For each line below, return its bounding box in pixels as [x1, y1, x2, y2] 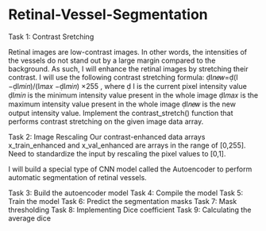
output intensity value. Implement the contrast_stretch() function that [8, 108, 233, 117]
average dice [8, 213, 52, 223]
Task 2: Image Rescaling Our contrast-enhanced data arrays [8, 132, 206, 141]
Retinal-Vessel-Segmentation [8, 6, 208, 24]
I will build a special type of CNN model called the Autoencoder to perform [8, 164, 253, 174]
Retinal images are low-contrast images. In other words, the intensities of [8, 47, 248, 56]
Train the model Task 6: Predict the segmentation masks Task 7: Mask [8, 196, 237, 206]
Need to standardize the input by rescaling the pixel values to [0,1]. [8, 148, 226, 158]
